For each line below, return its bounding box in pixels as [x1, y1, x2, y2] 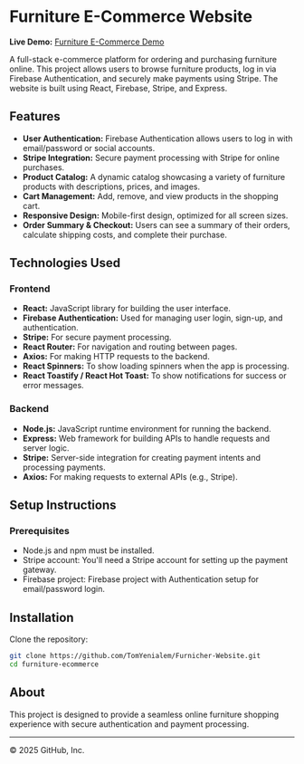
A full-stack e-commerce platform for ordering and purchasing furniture [9, 53, 278, 64]
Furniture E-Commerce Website [9, 6, 253, 27]
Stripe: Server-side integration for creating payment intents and [22, 452, 261, 463]
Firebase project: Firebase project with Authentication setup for [22, 574, 260, 585]
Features [9, 109, 61, 124]
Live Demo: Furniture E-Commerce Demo [9, 36, 165, 47]
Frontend [9, 282, 51, 295]
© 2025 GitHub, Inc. [9, 744, 85, 755]
